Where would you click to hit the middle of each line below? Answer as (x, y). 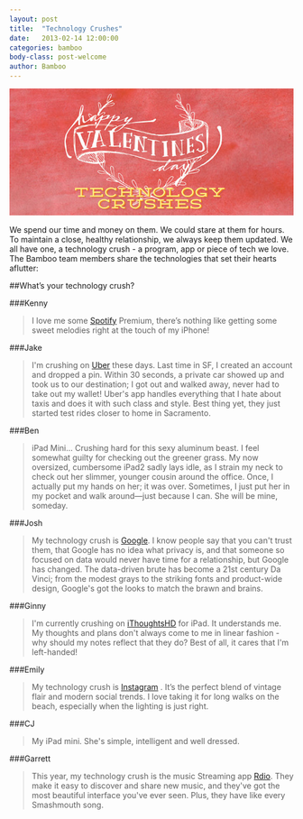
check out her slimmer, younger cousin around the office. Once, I (152, 476)
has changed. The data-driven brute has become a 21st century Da (156, 569)
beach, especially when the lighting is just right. (120, 706)
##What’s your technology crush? (72, 285)
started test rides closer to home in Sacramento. (121, 413)
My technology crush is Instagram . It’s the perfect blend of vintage (156, 686)
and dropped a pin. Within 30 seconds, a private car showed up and (158, 374)
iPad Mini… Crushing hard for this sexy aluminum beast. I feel (145, 447)
